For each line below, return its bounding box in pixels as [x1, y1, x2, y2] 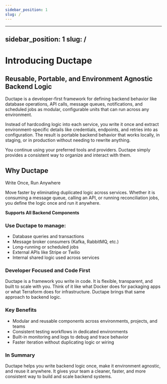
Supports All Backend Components [5, 210, 80, 216]
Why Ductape [5, 166, 49, 175]
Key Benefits [5, 307, 37, 314]
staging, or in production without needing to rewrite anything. [5, 137, 131, 143]
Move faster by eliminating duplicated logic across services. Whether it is [5, 189, 156, 195]
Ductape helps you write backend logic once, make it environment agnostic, [5, 363, 161, 369]
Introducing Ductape [5, 55, 92, 66]
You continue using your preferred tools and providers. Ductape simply [5, 146, 151, 152]
